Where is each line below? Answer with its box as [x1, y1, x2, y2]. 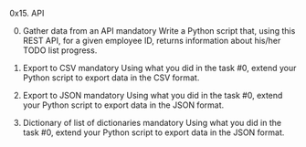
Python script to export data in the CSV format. [22, 72, 200, 83]
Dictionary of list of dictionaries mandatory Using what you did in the [22, 118, 281, 128]
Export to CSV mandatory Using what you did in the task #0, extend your [22, 63, 297, 73]
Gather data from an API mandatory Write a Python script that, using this [22, 26, 296, 36]
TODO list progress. [22, 45, 98, 56]
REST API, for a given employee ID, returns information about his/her [22, 36, 281, 46]
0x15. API [9, 8, 45, 18]
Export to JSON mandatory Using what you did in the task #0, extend [22, 90, 283, 100]
